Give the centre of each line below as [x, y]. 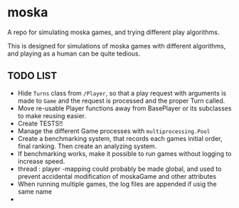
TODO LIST [32, 76]
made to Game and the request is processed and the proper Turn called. [121, 100]
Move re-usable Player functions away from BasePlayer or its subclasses [124, 108]
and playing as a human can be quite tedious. [74, 53]
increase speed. [41, 161]
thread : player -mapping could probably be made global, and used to [119, 169]
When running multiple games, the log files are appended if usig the [117, 184]
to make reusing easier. [52, 115]
